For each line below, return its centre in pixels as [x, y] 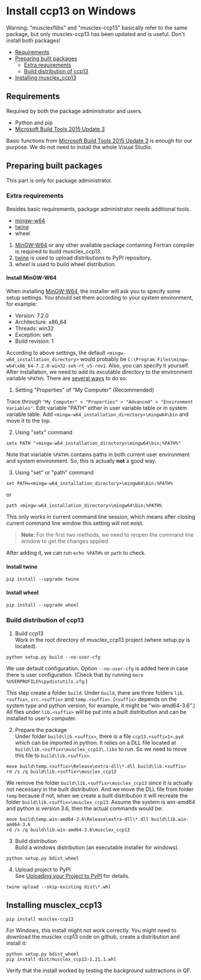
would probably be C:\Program [117, 359]
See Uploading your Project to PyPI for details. [72, 876]
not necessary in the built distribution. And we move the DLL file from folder [100, 789]
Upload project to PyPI [43, 870]
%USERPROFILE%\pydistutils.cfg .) [47, 681]
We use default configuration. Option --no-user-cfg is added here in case [97, 668]
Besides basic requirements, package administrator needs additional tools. [98, 209]
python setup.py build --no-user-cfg [53, 657]
